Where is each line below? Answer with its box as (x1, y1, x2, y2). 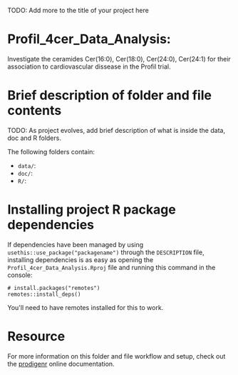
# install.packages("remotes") (7, 284, 100, 291)
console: (7, 271, 33, 279)
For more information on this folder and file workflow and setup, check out (7, 351, 226, 360)
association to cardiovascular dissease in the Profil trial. (7, 62, 171, 71)
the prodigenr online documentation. (7, 359, 115, 368)
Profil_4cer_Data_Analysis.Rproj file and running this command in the (7, 263, 216, 271)
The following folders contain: (7, 147, 95, 156)
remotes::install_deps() (7, 291, 81, 298)
